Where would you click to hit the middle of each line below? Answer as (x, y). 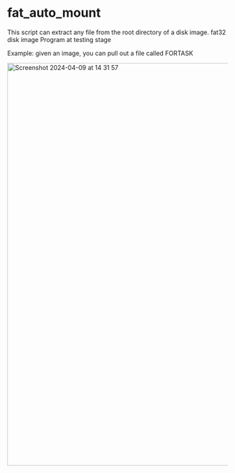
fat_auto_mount (54, 13)
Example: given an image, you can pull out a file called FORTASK (100, 53)
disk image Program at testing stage (59, 39)
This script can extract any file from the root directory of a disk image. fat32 (116, 32)
